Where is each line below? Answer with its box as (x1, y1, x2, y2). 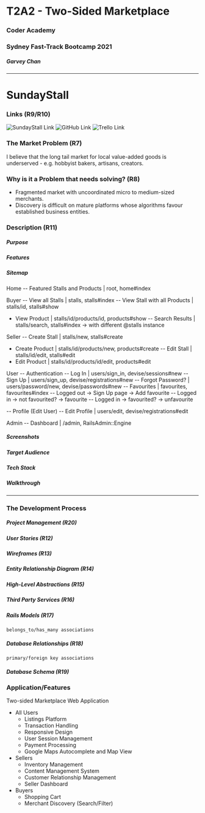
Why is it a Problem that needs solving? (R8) (6, 175, 140, 183)
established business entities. (15, 208, 90, 215)
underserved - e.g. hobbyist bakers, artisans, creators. (6, 159, 144, 167)
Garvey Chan (6, 57, 41, 65)
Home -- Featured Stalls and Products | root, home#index (6, 284, 151, 292)
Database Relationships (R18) (6, 640, 84, 647)
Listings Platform (24, 715, 67, 723)
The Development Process (6, 504, 87, 512)
